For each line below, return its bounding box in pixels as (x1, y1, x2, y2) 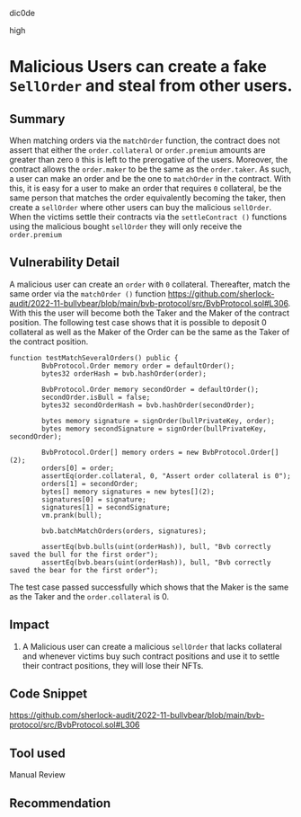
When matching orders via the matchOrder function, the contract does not (9, 135, 280, 146)
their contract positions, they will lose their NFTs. (22, 660, 204, 670)
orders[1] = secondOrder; (41, 479, 139, 488)
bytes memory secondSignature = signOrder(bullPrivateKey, (41, 424, 268, 433)
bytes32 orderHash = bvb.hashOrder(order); (41, 369, 207, 378)
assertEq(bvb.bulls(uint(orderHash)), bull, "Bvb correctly (41, 542, 271, 551)
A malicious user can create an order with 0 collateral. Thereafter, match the (9, 279, 290, 289)
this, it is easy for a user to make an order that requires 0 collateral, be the (9, 183, 282, 193)
